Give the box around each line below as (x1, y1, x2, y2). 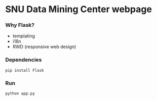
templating (12, 33, 35, 39)
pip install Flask (5, 68, 44, 73)
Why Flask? (5, 22, 34, 29)
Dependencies (5, 57, 42, 64)
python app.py (5, 91, 35, 96)
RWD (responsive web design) (12, 44, 76, 50)
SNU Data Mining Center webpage (5, 4, 152, 15)
